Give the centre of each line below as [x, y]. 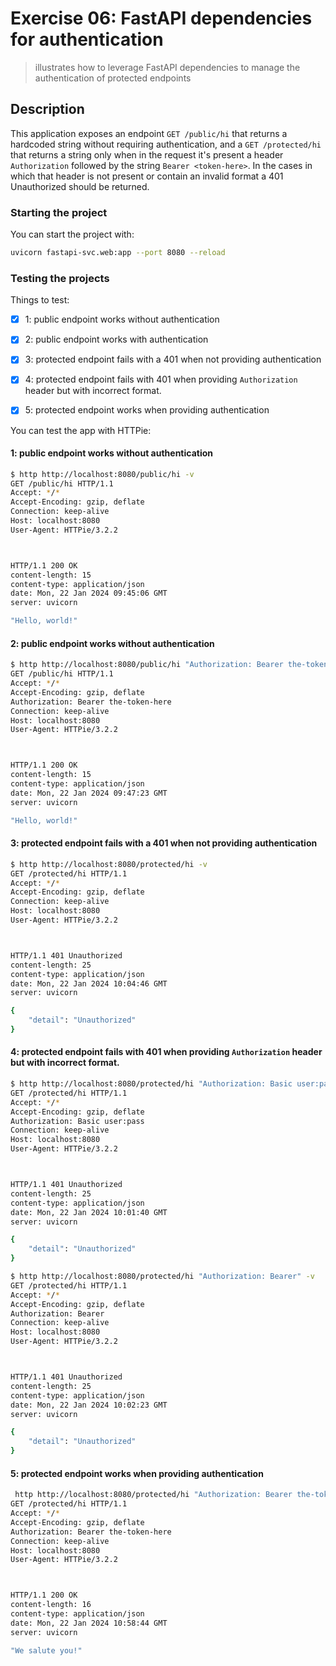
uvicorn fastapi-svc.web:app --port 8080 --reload [118, 253]
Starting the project [59, 212]
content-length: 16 [51, 1605]
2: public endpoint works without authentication [112, 643]
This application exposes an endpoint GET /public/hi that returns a [149, 133]
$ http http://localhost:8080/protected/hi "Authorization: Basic [151, 1084]
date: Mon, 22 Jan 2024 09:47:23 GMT [89, 793]
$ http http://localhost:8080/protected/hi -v [109, 864]
